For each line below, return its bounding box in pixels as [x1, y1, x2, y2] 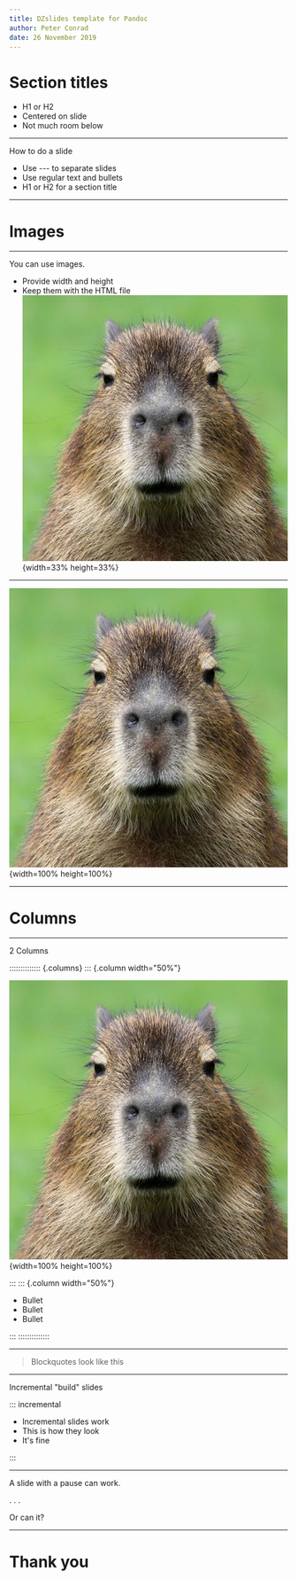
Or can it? [9, 1512, 45, 1523]
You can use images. [9, 259, 86, 269]
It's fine [21, 1436, 50, 1446]
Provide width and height [21, 276, 114, 287]
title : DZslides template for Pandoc [9, 14, 148, 23]
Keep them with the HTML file [21, 285, 131, 296]
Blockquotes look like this [30, 1357, 124, 1367]
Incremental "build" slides [9, 1382, 103, 1393]
